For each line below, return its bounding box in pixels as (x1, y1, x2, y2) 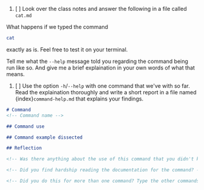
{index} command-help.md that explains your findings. (15, 95, 144, 102)
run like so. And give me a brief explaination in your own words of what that (6, 64, 195, 71)
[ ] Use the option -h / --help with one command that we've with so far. (15, 82, 190, 90)
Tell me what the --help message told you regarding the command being (6, 57, 188, 65)
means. (6, 70, 25, 77)
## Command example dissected (6, 134, 83, 140)
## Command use (6, 123, 45, 129)
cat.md (15, 13, 32, 19)
